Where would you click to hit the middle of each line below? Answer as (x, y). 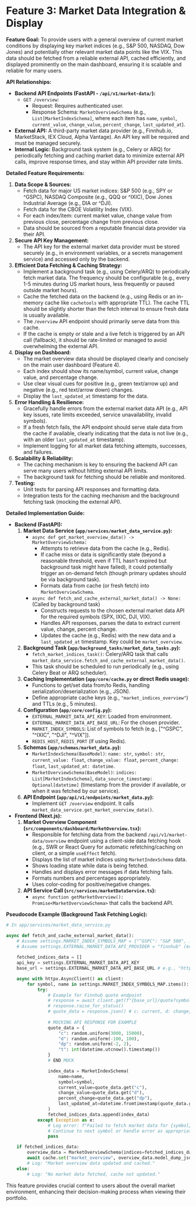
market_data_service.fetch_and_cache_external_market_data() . (108, 660)
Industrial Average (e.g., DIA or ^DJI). (68, 203)
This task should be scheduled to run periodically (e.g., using (105, 666)
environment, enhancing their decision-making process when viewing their (96, 1191)
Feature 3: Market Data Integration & (96, 11)
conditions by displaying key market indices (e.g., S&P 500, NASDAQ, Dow (95, 46)
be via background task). (71, 579)
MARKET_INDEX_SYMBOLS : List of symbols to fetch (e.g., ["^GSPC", (107, 729)
